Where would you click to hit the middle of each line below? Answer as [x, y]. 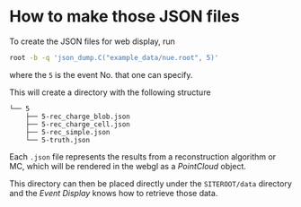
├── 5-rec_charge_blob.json [78, 116]
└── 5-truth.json [58, 140]
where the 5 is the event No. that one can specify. [101, 74]
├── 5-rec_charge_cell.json [78, 124]
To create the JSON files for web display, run [92, 41]
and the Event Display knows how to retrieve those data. [114, 193]
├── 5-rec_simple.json [68, 132]
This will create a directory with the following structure [110, 92]
